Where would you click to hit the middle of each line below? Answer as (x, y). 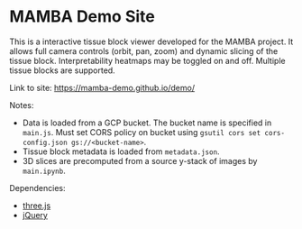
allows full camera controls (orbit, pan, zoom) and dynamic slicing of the (144, 50)
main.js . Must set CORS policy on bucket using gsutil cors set (142, 132)
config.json (45, 142)
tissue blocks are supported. (62, 70)
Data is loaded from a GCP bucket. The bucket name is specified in (147, 123)
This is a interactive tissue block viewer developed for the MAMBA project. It (151, 41)
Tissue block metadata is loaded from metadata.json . (121, 151)
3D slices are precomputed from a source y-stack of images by (140, 160)
